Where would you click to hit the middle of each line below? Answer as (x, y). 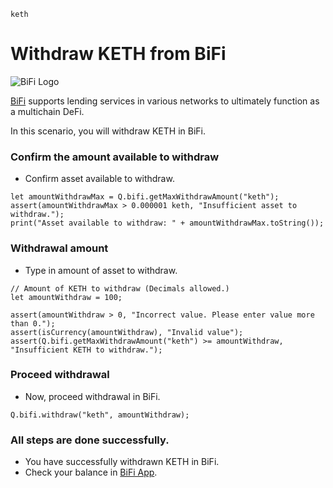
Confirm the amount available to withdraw (115, 157)
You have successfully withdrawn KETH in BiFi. (122, 462)
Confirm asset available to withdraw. (99, 179)
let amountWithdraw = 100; (66, 297)
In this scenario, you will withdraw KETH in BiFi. (108, 131)
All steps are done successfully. (90, 440)
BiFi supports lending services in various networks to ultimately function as (165, 101)
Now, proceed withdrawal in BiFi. (92, 396)
